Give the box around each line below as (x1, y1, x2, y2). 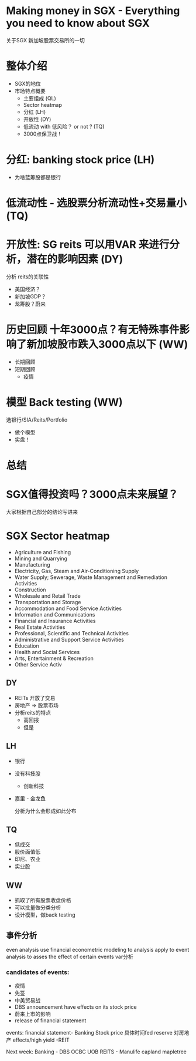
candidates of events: (6, 968, 70, 976)
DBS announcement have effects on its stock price (14, 1003, 137, 1011)
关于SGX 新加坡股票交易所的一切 (6, 36, 85, 43)
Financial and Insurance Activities (14, 617, 96, 624)
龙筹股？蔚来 (14, 300, 46, 307)
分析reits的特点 (14, 709, 51, 716)
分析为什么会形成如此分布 (14, 807, 77, 814)
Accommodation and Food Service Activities (14, 605, 122, 612)
